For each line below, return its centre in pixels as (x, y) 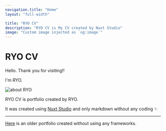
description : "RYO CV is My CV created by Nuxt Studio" (64, 28)
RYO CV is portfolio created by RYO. (42, 99)
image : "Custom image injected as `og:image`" (54, 33)
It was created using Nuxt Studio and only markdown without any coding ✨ (82, 109)
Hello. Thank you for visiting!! (35, 71)
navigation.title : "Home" (32, 10)
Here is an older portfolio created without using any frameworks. (71, 124)
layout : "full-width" (27, 14)
